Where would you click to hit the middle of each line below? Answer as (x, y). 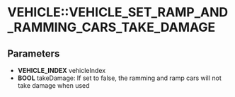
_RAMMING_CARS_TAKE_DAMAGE (111, 27)
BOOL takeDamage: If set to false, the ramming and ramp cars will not (119, 78)
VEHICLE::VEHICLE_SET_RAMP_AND (118, 12)
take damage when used (53, 85)
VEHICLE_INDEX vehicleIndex (62, 70)
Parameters (34, 53)
